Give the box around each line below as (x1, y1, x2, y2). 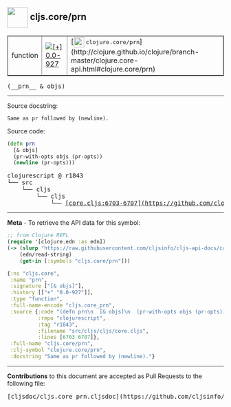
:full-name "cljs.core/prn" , (10, 340, 94, 347)
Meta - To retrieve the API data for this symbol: (7, 219, 141, 227)
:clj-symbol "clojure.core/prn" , (10, 346, 107, 354)
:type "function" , (10, 296, 63, 302)
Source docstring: (7, 101, 58, 110)
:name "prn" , (10, 276, 48, 283)
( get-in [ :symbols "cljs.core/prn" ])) (19, 257, 131, 265)
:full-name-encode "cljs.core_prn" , (10, 302, 115, 309)
